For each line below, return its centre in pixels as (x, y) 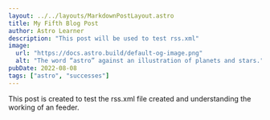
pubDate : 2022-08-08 (43, 68)
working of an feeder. (44, 107)
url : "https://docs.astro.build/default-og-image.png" (109, 53)
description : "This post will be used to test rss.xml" (104, 38)
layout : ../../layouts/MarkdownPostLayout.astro (91, 16)
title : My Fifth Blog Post (53, 23)
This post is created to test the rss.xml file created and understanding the (130, 98)
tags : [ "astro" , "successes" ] (59, 76)
